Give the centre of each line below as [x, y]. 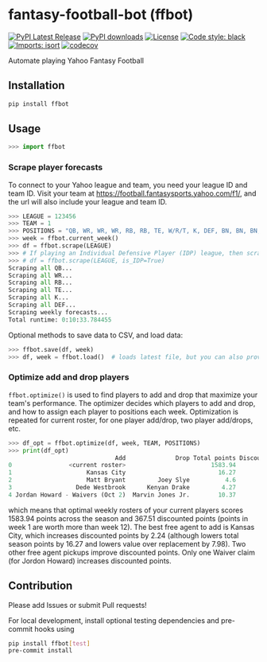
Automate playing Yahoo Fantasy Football [76, 60]
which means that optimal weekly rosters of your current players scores [126, 510]
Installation [37, 86]
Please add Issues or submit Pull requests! [77, 605]
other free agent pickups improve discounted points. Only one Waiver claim [132, 552]
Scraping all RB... [41, 283]
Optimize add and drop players [69, 377]
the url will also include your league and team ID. [88, 201]
